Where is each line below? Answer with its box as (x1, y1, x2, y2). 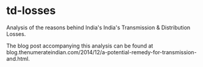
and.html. (6, 55, 30, 62)
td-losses (6, 4, 56, 18)
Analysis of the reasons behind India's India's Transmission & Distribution (6, 24, 191, 31)
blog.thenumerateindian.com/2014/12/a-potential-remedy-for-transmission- (6, 48, 197, 55)
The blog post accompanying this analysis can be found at (6, 42, 154, 49)
